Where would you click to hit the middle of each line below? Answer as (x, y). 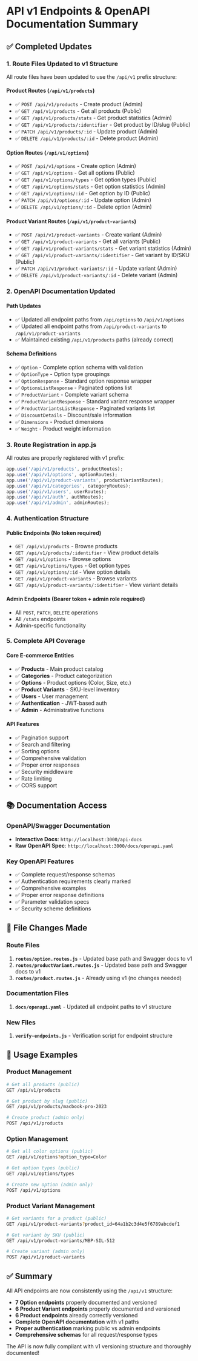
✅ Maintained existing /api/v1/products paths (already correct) (94, 339)
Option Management (37, 1139)
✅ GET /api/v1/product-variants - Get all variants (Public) (88, 241)
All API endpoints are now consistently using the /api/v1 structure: (89, 1291)
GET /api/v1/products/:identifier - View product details (87, 553)
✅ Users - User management (51, 696)
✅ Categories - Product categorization (64, 676)
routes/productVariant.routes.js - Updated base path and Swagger (101, 965)
